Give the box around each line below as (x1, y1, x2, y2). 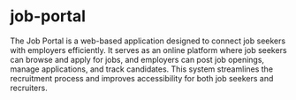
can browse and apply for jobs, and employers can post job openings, (10, 54, 264, 65)
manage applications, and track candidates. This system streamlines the (10, 64, 273, 74)
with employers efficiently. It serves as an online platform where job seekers (10, 44, 287, 55)
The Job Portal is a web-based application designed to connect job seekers (10, 35, 286, 46)
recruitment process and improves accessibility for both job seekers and (10, 73, 274, 83)
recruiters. (10, 82, 48, 93)
